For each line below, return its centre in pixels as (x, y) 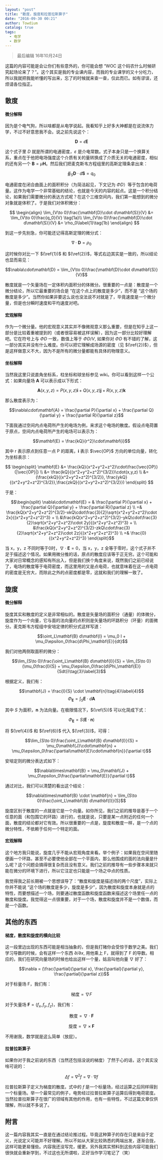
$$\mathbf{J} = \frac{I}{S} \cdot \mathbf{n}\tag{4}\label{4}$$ (81, 691)
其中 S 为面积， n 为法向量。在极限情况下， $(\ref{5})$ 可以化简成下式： (76, 710)
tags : (10, 32)
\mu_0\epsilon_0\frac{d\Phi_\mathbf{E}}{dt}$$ (81, 641)
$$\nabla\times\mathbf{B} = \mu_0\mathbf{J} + (81, 771)
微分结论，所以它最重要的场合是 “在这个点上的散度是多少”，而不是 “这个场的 (81, 291)
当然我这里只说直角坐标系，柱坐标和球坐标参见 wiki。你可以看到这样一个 (78, 375)
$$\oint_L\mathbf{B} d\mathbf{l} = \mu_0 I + (81, 636)
